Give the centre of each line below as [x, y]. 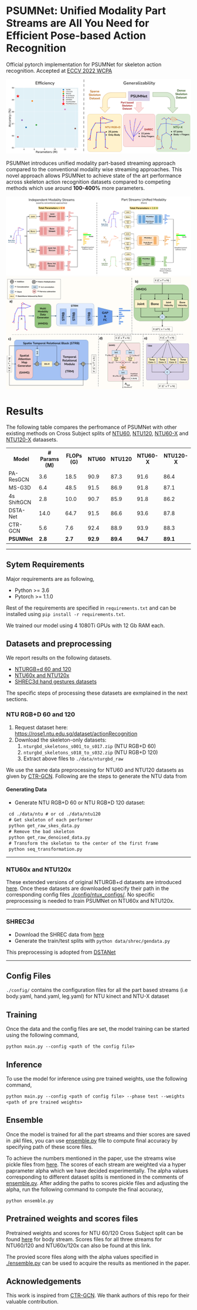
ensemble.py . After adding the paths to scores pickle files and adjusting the [97, 1183]
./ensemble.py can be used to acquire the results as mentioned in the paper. [98, 1263]
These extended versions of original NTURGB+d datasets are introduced [94, 882]
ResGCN [19, 480]
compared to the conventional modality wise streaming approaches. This [94, 169]
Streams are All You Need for [78, 23]
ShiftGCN [20, 502]
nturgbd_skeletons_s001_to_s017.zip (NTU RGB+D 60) [90, 746]
